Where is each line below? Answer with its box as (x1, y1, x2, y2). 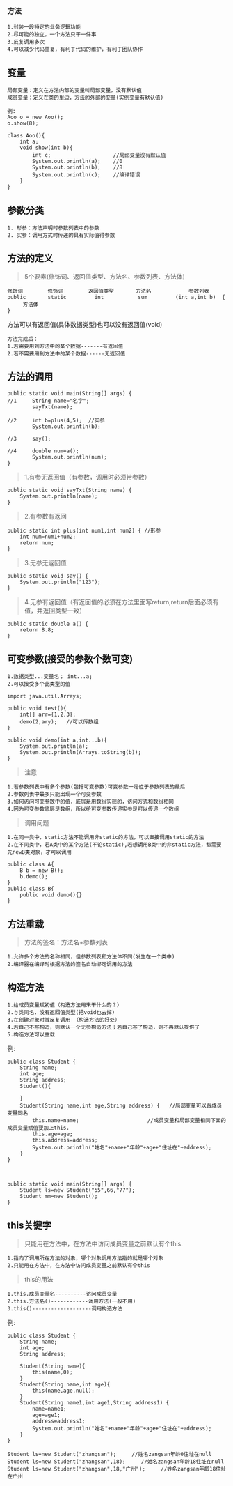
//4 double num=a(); (7, 447, 79, 454)
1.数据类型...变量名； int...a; (7, 673, 93, 680)
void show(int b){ (19, 144, 73, 151)
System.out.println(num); (32, 453, 108, 461)
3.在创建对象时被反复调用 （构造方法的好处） (7, 1016, 120, 1023)
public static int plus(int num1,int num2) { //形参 (7, 527, 161, 534)
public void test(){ (7, 705, 67, 712)
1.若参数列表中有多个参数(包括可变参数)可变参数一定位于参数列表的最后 (7, 783, 186, 790)
